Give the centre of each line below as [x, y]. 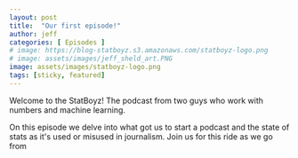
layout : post [33, 17]
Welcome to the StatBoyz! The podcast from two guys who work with [137, 100]
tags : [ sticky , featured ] [57, 75]
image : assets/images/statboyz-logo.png [85, 67]
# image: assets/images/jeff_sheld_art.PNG [91, 59]
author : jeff [33, 34]
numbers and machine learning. [68, 110]
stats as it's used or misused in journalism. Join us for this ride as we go [141, 136]
